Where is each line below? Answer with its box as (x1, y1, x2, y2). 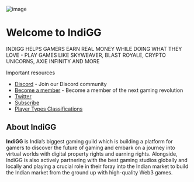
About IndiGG (6, 122, 57, 132)
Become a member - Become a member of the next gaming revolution (14, 87, 183, 94)
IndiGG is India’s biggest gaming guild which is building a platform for (6, 138, 174, 145)
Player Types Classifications (14, 105, 83, 112)
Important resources (6, 69, 56, 76)
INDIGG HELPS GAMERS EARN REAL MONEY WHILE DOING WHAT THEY (6, 45, 182, 52)
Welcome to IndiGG (6, 26, 102, 39)
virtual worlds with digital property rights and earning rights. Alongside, (6, 150, 178, 157)
